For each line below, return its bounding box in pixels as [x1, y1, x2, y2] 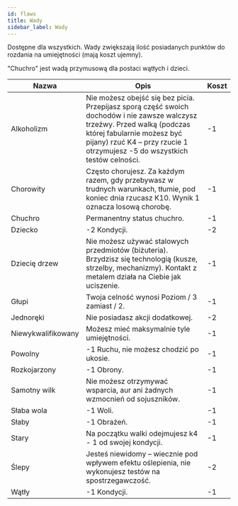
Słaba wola [11, 405, 47, 415]
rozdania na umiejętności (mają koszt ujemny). [7, 50, 143, 59]
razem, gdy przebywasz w [86, 175, 174, 185]
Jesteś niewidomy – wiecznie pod [86, 449, 198, 459]
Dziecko [11, 225, 38, 235]
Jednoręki [11, 313, 45, 322]
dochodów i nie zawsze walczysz [86, 111, 198, 120]
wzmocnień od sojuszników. [86, 394, 181, 404]
